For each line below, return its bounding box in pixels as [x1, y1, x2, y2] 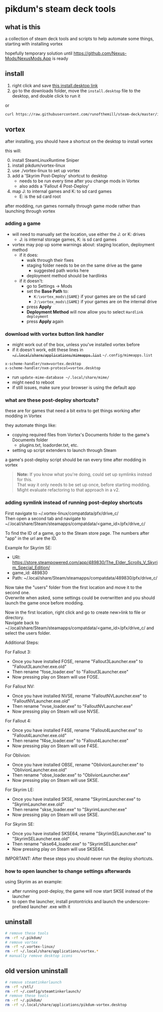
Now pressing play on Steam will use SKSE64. [12, 846, 104, 852]
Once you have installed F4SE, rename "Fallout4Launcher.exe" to [12, 727, 143, 733]
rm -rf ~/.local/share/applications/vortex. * [5, 949, 98, 954]
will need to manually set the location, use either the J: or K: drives [12, 231, 146, 237]
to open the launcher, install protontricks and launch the [12, 898, 124, 904]
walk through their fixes [26, 257, 74, 263]
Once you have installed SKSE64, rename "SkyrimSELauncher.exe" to [12, 830, 151, 837]
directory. [5, 614, 24, 620]
